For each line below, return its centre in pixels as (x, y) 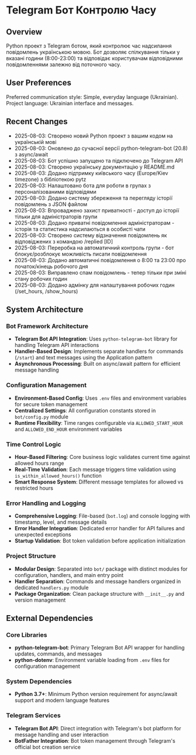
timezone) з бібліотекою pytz (50, 179)
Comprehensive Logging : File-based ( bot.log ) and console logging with (102, 516)
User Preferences (39, 83)
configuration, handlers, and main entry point (69, 575)
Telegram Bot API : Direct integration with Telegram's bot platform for (98, 728)
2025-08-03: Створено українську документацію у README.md (94, 167)
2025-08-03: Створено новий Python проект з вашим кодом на (94, 136)
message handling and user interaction (61, 735)
